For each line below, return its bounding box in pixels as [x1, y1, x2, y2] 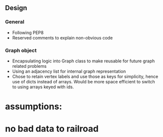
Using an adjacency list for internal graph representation [12, 68, 126, 74]
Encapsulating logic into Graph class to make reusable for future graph [12, 58, 155, 64]
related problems [12, 63, 47, 69]
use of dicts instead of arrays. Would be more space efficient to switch [12, 78, 155, 84]
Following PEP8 [12, 29, 44, 36]
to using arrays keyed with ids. [12, 84, 74, 90]
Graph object [5, 47, 37, 54]
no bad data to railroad [5, 123, 99, 135]
